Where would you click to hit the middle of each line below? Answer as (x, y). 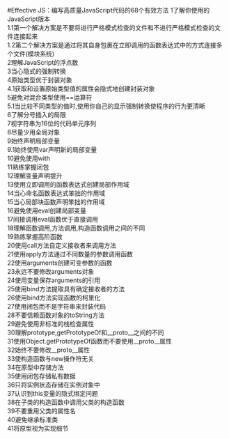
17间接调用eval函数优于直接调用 (53, 219)
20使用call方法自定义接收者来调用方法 (62, 245)
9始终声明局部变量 (34, 141)
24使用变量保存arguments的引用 (54, 280)
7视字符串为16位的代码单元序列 (52, 123)
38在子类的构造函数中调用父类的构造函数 (66, 402)
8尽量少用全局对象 (34, 132)
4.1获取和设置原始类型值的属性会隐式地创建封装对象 (81, 88)
